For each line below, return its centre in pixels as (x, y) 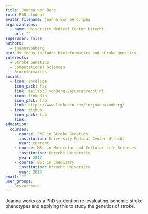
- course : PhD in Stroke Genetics (51, 134)
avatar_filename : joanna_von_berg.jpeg (48, 19)
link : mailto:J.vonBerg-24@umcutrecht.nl (59, 91)
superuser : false (24, 39)
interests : (17, 58)
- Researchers (25, 186)
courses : (19, 129)
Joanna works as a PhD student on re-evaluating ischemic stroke (74, 201)
